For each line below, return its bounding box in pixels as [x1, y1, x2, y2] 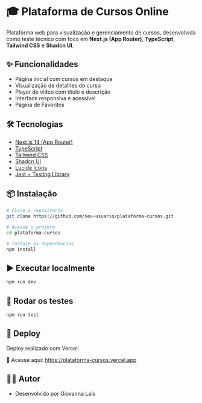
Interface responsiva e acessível [14, 94, 96, 102]
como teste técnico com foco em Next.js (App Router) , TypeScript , [6, 35, 175, 42]
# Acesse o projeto [6, 224, 55, 230]
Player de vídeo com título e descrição [14, 88, 111, 95]
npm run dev [6, 279, 36, 285]
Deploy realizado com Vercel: [6, 344, 80, 352]
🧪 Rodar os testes [6, 295, 74, 306]
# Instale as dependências [6, 240, 74, 247]
